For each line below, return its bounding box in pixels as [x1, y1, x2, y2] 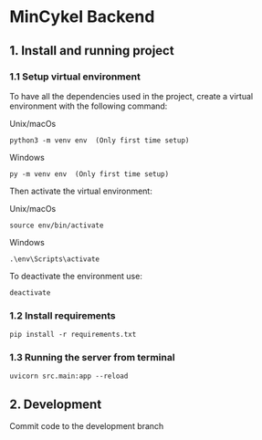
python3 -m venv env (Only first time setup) [9, 135, 190, 145]
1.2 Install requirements [9, 309, 116, 321]
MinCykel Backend [9, 6, 155, 27]
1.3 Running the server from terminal [9, 351, 175, 364]
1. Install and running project [9, 43, 175, 58]
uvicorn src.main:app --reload [9, 372, 129, 381]
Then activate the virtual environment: [9, 185, 152, 196]
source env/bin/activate [9, 221, 104, 230]
